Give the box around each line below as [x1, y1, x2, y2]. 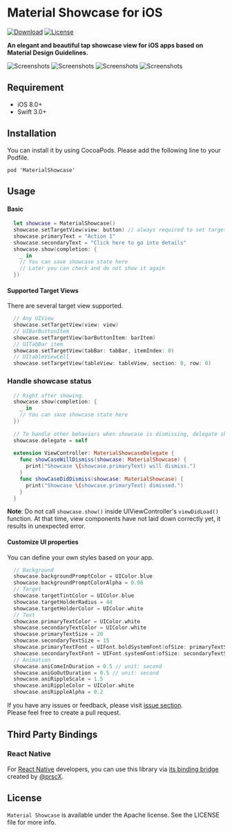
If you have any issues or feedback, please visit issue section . [7, 701, 183, 710]
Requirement [7, 82, 64, 94]
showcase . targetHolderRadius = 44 [13, 598, 113, 605]
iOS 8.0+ [17, 100, 43, 108]
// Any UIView [13, 315, 54, 322]
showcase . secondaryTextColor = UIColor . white [13, 624, 147, 632]
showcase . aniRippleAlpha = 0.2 [13, 689, 104, 696]
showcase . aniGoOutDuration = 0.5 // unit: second [13, 669, 159, 677]
